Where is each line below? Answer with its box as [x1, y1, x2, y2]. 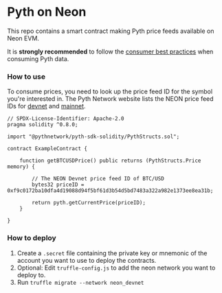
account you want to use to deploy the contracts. [16, 256, 157, 264]
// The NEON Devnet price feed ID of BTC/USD [32, 176, 165, 183]
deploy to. [16, 270, 46, 279]
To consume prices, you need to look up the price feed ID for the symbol [7, 87, 213, 96]
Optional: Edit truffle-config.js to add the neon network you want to [16, 263, 216, 272]
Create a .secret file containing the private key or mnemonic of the [16, 248, 208, 257]
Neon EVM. [7, 34, 40, 42]
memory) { [7, 163, 36, 170]
